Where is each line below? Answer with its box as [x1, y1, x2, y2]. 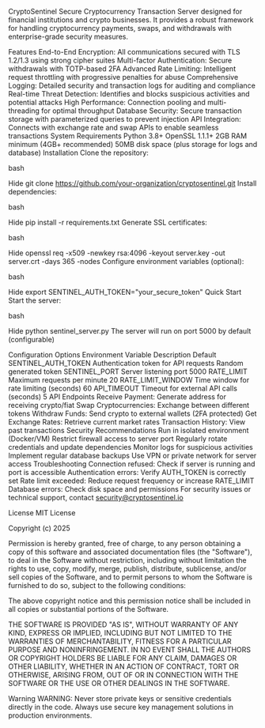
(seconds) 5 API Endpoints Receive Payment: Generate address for [8, 392, 227, 402]
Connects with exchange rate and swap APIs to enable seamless [8, 123, 219, 132]
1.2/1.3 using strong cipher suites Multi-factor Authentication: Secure [8, 55, 233, 65]
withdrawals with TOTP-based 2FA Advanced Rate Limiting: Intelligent [8, 64, 236, 74]
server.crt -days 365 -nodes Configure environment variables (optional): [8, 257, 244, 266]
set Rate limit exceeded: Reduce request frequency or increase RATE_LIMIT [8, 476, 255, 485]
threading [8, 106, 40, 115]
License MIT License [8, 508, 76, 517]
